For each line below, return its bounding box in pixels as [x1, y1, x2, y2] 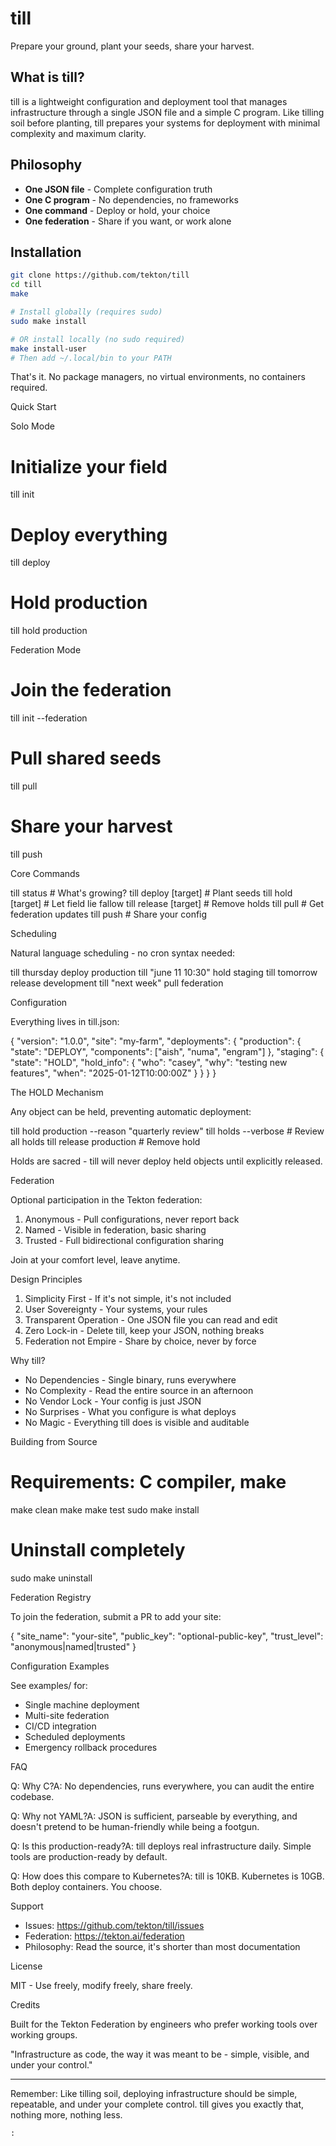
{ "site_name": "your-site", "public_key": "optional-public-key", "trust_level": [10, 1630, 324, 1642]
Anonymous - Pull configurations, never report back [24, 1213, 240, 1225]
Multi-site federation [24, 1709, 110, 1721]
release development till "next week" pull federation [10, 977, 224, 989]
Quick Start [10, 401, 57, 413]
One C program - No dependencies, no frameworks [24, 193, 239, 206]
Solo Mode [10, 420, 55, 432]
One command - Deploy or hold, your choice [24, 204, 211, 216]
